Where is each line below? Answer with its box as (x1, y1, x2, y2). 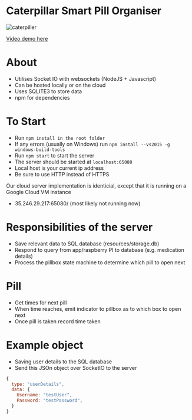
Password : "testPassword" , (16, 398, 83, 403)
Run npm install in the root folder (14, 134, 105, 141)
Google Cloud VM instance (6, 188, 72, 195)
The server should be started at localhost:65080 (14, 158, 133, 165)
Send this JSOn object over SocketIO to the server (14, 364, 137, 371)
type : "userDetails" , (11, 381, 65, 387)
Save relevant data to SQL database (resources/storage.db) (14, 240, 160, 247)
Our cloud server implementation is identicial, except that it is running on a (6, 182, 187, 189)
